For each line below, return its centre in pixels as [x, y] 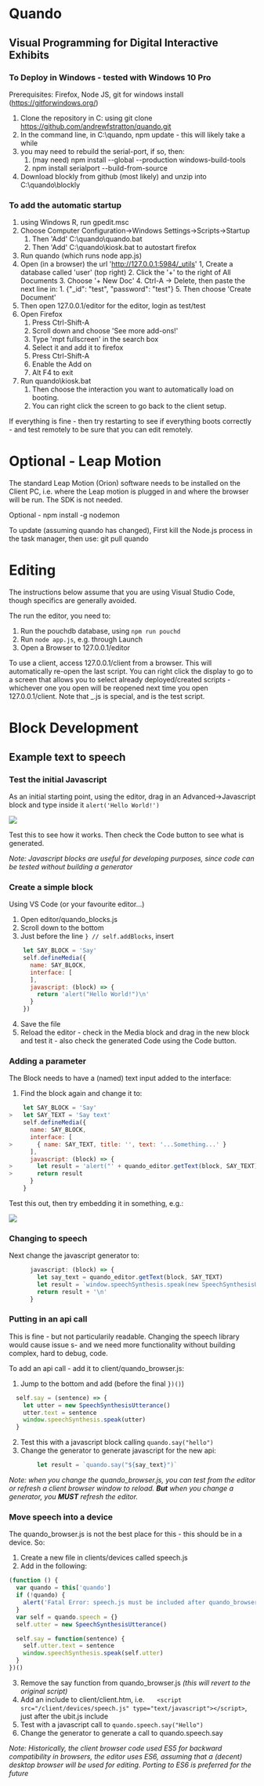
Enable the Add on [62, 364]
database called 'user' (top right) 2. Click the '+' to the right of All [125, 273]
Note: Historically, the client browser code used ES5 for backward [116, 1748]
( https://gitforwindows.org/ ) [54, 102]
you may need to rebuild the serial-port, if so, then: [102, 151]
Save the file [40, 1024]
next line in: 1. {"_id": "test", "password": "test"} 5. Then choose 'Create [136, 289]
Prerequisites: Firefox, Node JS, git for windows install [96, 94]
